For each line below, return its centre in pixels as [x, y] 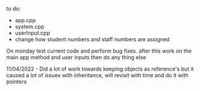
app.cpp [25, 20]
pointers [17, 81]
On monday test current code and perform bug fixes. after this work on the [99, 51]
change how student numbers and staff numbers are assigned [92, 39]
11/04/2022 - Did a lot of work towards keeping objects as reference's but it [100, 69]
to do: [14, 9]
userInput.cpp [32, 33]
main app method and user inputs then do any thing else [76, 57]
